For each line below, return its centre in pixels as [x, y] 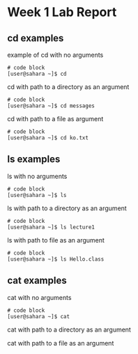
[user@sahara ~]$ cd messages [51, 106]
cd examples [36, 38]
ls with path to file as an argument [56, 240]
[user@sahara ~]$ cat [39, 316]
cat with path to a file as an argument [61, 343]
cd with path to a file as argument [55, 119]
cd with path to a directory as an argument [68, 87]
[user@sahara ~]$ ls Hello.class [56, 259]
